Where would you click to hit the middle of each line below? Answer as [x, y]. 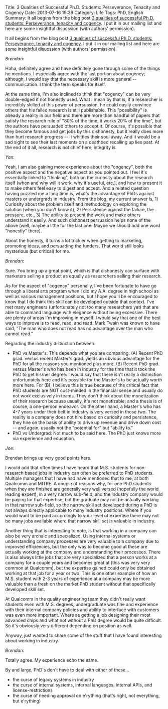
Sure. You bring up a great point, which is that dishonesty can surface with [82, 271]
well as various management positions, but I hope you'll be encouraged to [81, 296]
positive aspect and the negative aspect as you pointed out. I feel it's [76, 172]
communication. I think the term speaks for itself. [56, 84]
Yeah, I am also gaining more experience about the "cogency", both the [79, 167]
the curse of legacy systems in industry [53, 680]
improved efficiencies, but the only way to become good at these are [76, 547]
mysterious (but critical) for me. [38, 251]
